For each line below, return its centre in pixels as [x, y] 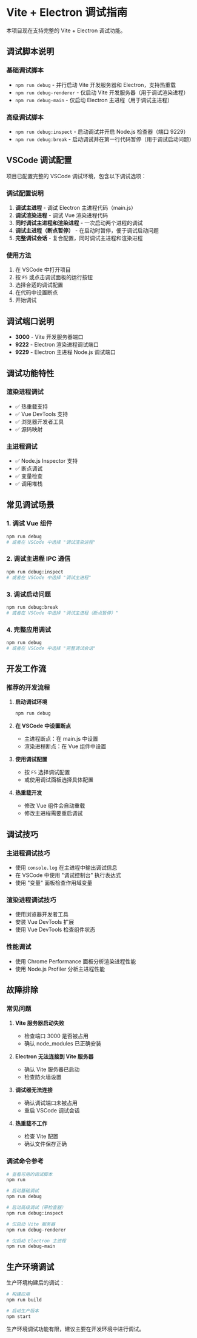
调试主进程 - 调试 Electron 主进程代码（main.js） [75, 208]
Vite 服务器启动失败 [40, 1023]
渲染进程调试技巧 [31, 900]
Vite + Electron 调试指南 [67, 12]
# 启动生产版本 [23, 1311]
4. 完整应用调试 [29, 629]
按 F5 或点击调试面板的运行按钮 [54, 277]
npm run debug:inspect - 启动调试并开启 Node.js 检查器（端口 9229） [102, 131]
